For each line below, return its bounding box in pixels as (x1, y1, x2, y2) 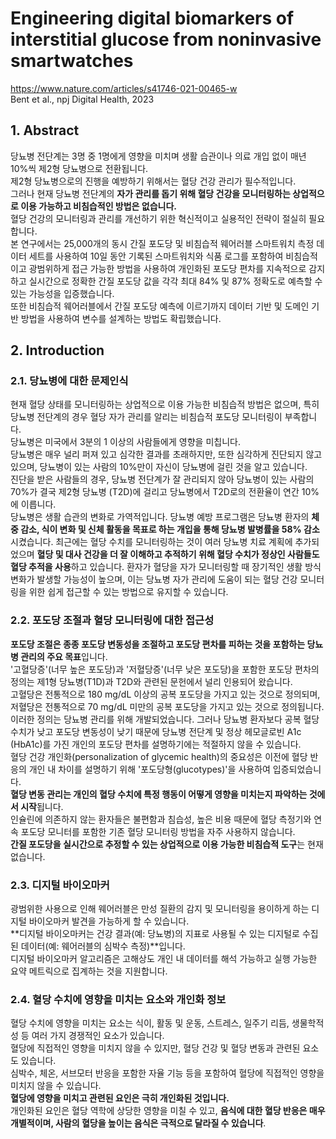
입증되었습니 (272, 763, 322, 775)
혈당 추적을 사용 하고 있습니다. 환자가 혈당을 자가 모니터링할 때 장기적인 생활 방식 (10, 561, 322, 573)
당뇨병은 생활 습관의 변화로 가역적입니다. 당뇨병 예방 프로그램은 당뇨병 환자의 (10, 511, 310, 523)
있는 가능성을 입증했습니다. (10, 287, 115, 299)
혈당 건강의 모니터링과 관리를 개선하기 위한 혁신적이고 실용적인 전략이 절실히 (10, 212, 307, 224)
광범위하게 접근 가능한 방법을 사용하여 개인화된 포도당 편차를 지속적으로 (28, 262, 307, 274)
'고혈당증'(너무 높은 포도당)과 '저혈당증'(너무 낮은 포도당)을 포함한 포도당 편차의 (10, 663, 320, 675)
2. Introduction (10, 342, 105, 359)
